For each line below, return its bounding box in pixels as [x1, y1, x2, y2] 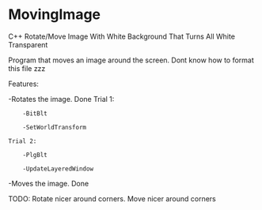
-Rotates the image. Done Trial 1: [8, 94, 115, 103]
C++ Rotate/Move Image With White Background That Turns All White [8, 32, 236, 41]
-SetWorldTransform [22, 123, 87, 131]
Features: [8, 79, 40, 88]
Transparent [8, 39, 48, 49]
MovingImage [8, 6, 101, 24]
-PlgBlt [22, 151, 47, 159]
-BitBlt [22, 109, 47, 118]
